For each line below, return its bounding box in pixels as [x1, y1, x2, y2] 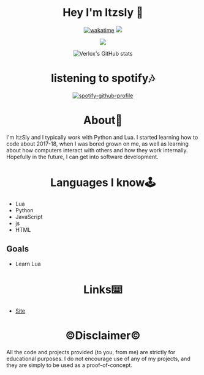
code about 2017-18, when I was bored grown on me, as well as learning [6, 140, 189, 147]
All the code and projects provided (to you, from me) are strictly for [6, 349, 176, 356]
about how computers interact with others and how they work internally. [6, 146, 188, 154]
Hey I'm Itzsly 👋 [62, 6, 144, 20]
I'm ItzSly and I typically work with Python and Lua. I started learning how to [6, 133, 198, 141]
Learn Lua [15, 260, 41, 267]
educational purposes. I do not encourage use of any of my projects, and [6, 355, 191, 363]
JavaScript [15, 213, 43, 220]
